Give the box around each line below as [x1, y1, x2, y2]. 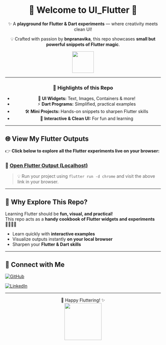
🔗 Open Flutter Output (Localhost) [5, 162, 88, 169]
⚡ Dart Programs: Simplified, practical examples [37, 101, 136, 107]
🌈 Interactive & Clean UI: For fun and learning [40, 115, 133, 121]
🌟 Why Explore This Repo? [5, 197, 88, 206]
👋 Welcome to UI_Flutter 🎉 [29, 4, 137, 16]
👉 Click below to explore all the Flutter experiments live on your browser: [5, 148, 160, 154]
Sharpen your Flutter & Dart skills [12, 241, 82, 247]
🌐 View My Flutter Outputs [5, 134, 89, 143]
